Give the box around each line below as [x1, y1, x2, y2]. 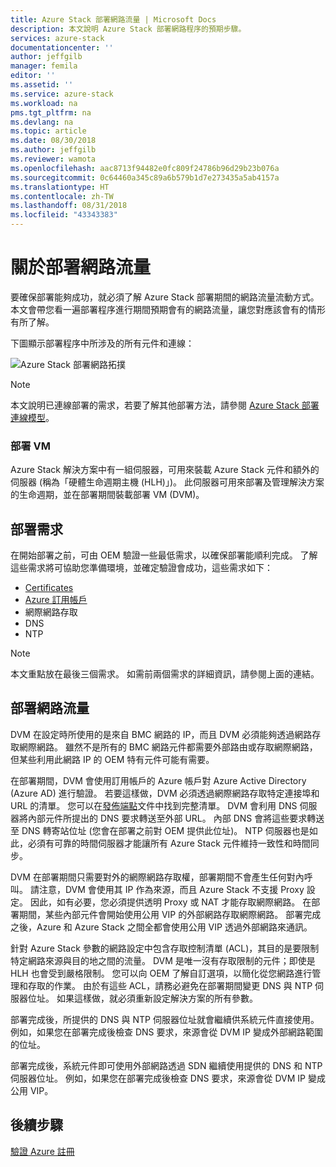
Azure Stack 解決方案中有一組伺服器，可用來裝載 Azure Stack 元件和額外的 [10, 464, 320, 476]
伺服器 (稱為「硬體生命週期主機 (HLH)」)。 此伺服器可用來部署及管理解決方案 [10, 476, 325, 488]
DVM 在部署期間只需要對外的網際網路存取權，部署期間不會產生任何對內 [10, 871, 305, 883]
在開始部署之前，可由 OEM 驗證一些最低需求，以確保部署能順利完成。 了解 [10, 549, 318, 561]
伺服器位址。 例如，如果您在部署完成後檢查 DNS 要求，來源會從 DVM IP [10, 1072, 306, 1084]
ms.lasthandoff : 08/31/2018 [10, 201, 128, 211]
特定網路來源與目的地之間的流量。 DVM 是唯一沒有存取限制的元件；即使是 [10, 954, 316, 966]
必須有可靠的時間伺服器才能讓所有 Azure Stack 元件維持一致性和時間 [27, 837, 311, 849]
